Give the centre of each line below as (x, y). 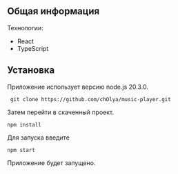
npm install (24, 124)
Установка (31, 70)
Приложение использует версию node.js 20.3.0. (78, 87)
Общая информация (53, 11)
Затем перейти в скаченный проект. (61, 112)
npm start (21, 150)
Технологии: (25, 28)
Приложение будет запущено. (51, 163)
